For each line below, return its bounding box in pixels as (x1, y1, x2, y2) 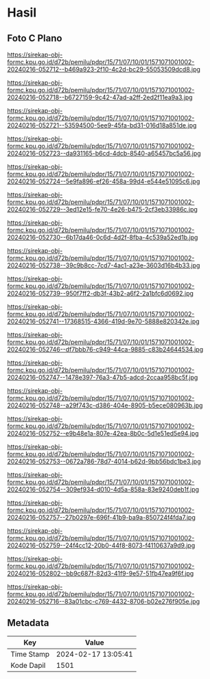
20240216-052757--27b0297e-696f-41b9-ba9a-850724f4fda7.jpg (7, 514, 196, 521)
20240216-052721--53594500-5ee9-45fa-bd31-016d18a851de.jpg (7, 121, 197, 129)
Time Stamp (10, 649, 50, 659)
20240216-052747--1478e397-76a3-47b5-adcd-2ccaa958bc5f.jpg (7, 374, 198, 381)
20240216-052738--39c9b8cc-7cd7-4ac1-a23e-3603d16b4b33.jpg (7, 261, 200, 270)
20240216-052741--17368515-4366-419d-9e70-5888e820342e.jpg (7, 317, 200, 325)
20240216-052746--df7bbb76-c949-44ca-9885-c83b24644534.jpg (7, 345, 204, 353)
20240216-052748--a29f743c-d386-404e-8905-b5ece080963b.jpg (7, 401, 203, 409)
